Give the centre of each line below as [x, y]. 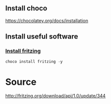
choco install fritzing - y [34, 61]
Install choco [26, 8]
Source [21, 82]
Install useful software [42, 37]
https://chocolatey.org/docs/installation [47, 20]
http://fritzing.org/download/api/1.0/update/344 [55, 96]
